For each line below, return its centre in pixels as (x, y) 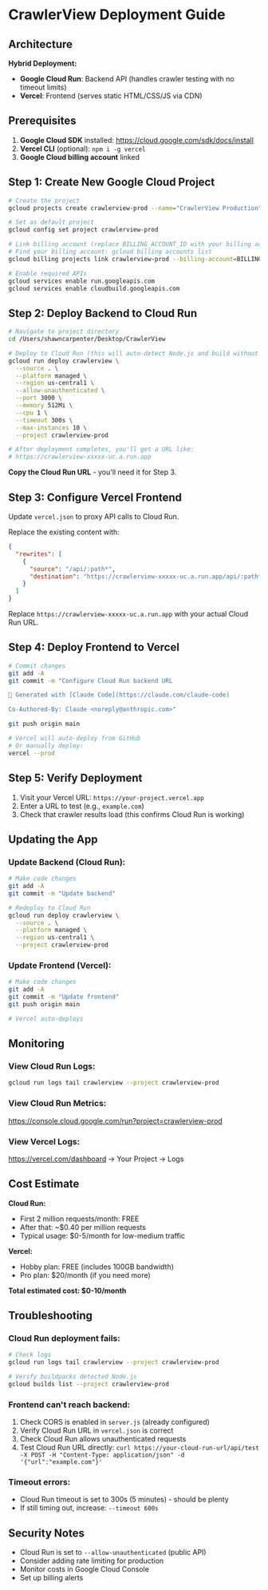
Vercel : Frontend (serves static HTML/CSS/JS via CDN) (111, 96)
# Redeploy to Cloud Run (49, 908)
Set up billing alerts (51, 1578)
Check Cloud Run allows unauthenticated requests (103, 1439)
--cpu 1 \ (32, 413)
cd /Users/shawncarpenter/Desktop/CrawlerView (87, 339)
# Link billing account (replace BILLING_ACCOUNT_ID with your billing (130, 244)
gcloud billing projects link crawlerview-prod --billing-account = (123, 259)
